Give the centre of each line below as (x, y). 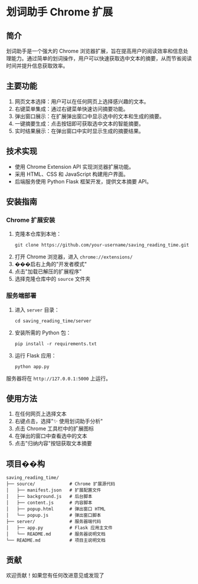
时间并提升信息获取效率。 (37, 66)
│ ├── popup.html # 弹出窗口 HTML (56, 509)
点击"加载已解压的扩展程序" (48, 271)
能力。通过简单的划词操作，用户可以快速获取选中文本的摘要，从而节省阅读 (101, 58)
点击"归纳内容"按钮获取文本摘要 (53, 444)
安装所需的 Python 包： (43, 332)
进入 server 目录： (37, 310)
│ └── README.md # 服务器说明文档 (56, 534)
